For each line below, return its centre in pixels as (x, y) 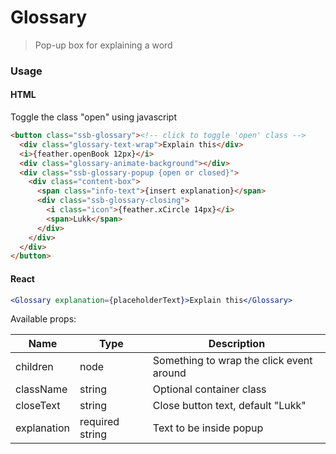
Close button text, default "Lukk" (229, 406)
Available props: (43, 319)
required (99, 422)
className (41, 389)
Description (237, 344)
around (169, 373)
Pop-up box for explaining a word (103, 45)
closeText (38, 406)
